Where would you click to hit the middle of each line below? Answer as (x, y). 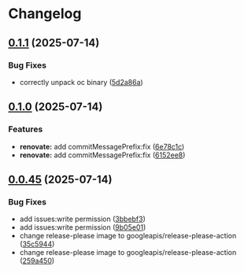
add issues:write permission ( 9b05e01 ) (83, 227)
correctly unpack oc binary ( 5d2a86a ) (81, 82)
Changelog (45, 14)
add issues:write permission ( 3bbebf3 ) (82, 219)
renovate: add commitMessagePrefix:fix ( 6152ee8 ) (102, 155)
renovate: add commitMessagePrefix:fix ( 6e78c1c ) (102, 146)
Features (26, 129)
